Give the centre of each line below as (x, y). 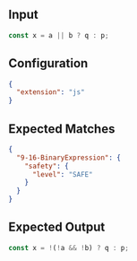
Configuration (48, 63)
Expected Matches (62, 129)
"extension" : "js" (51, 92)
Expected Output (57, 227)
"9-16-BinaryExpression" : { (69, 157)
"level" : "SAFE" (62, 174)
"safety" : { (47, 166)
